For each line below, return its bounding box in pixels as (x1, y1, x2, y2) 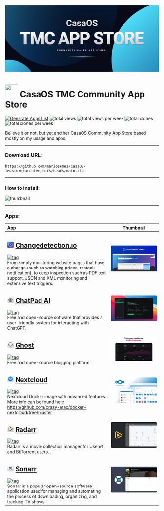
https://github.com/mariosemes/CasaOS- (5, 164, 86, 169)
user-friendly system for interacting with (7, 320, 89, 326)
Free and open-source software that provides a (7, 315, 103, 321)
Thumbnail (123, 225, 145, 231)
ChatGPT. (7, 325, 27, 331)
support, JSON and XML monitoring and (7, 275, 88, 281)
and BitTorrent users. (7, 449, 50, 455)
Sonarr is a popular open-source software (7, 483, 92, 489)
